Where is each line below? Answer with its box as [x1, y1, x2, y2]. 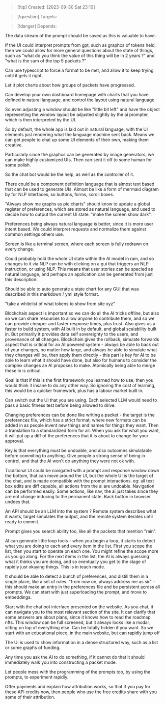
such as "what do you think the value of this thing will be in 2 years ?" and [5, 53, 155, 58]
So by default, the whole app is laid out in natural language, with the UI [5, 126, 148, 132]
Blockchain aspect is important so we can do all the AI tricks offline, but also [5, 310, 160, 316]
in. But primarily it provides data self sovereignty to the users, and [5, 331, 138, 337]
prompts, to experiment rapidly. [5, 674, 69, 680]
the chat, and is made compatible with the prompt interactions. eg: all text [5, 478, 154, 483]
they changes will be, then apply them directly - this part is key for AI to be [5, 352, 156, 358]
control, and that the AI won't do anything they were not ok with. [5, 458, 135, 464]
